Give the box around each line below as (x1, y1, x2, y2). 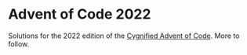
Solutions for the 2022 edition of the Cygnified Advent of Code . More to (8, 31, 240, 40)
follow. (8, 39, 30, 48)
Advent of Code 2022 (8, 5, 151, 23)
